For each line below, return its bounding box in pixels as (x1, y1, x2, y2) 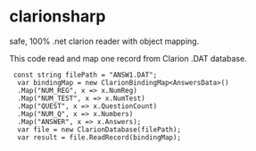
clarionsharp (9, 6, 106, 27)
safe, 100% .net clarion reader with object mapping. (9, 36, 200, 46)
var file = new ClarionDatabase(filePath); (17, 125, 181, 134)
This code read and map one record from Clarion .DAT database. (9, 53, 247, 63)
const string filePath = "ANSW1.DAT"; (12, 70, 158, 80)
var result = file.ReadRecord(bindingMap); (17, 132, 181, 142)
